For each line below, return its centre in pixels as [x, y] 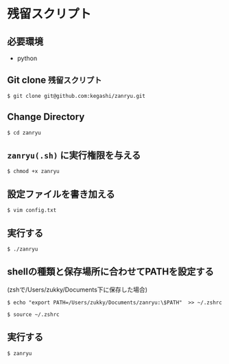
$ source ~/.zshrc [33, 314]
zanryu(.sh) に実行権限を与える [74, 156]
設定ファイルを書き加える [61, 194]
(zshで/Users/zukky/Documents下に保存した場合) [77, 289]
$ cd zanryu [24, 133]
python [27, 58]
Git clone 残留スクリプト [55, 80]
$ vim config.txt [32, 210]
